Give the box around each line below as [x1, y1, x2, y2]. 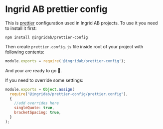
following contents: [5, 49, 45, 55]
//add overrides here [14, 101, 59, 106]
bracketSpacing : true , [14, 110, 61, 115]
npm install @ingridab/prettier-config [5, 35, 88, 40]
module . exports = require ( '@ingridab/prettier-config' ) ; [5, 58, 126, 63]
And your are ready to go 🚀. [5, 67, 62, 73]
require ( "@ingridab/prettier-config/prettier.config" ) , [9, 91, 128, 97]
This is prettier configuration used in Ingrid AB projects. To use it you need [5, 20, 158, 26]
